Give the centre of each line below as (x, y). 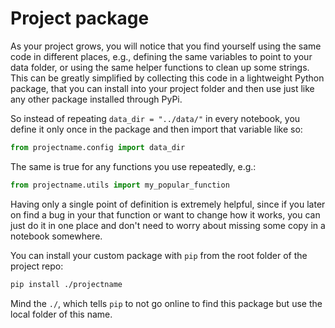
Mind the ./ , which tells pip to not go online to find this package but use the (166, 303)
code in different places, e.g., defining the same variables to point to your (161, 56)
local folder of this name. (61, 314)
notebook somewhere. (56, 236)
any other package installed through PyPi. (96, 99)
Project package (80, 18)
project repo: (37, 266)
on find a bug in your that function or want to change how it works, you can (165, 214)
